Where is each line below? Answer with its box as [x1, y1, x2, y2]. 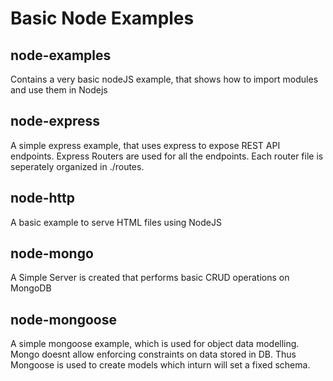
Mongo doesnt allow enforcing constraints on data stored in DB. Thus [10, 348, 297, 361]
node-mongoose [10, 311, 117, 328]
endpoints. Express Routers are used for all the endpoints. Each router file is [10, 150, 324, 162]
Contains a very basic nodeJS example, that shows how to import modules [10, 73, 319, 85]
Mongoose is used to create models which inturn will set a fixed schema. [10, 359, 311, 371]
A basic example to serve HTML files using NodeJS [10, 216, 222, 228]
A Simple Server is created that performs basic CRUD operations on [10, 272, 290, 284]
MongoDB [10, 282, 52, 294]
